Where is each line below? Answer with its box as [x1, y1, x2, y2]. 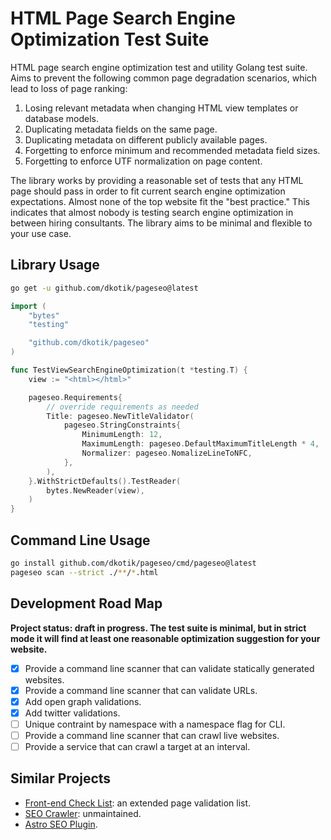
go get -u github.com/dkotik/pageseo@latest [10, 283, 199, 293]
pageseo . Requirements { [28, 392, 123, 402]
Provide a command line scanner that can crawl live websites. [24, 729, 280, 741]
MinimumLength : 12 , [81, 430, 163, 440]
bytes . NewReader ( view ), [46, 485, 145, 496]
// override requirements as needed [46, 402, 199, 412]
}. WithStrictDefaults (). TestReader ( [28, 476, 182, 486]
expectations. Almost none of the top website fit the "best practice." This [10, 195, 310, 207]
